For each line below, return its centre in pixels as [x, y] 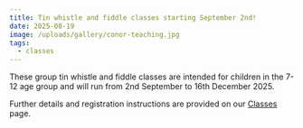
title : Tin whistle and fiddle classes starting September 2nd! [133, 18]
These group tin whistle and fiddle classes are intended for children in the [147, 77]
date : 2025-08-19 [42, 26]
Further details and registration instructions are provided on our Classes [143, 104]
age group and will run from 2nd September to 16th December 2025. [147, 87]
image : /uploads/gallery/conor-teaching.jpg [95, 34]
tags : [19, 43]
